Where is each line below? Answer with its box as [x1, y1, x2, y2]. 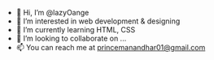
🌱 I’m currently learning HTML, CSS [15, 25, 136, 34]
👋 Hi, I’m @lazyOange [15, 8, 90, 17]
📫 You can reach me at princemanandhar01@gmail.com [15, 43, 206, 52]
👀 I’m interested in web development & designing [15, 16, 181, 26]
